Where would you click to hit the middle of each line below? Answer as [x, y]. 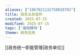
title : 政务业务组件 [24, 14]
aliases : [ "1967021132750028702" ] [40, 10]
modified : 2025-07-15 [27, 24]
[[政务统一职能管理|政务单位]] [35, 47]
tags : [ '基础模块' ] [24, 28]
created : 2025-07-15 [26, 19]
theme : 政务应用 [20, 33]
